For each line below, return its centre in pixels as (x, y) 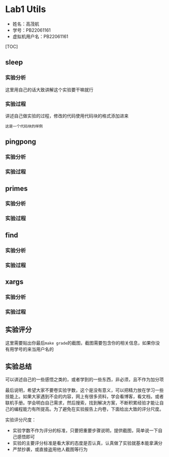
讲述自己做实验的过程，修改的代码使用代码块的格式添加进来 (67, 116)
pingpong (21, 142)
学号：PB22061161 (32, 30)
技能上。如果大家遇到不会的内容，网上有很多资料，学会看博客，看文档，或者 (84, 397)
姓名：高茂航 (26, 24)
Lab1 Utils (26, 9)
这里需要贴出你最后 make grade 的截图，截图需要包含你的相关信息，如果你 (80, 343)
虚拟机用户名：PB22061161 (40, 36)
